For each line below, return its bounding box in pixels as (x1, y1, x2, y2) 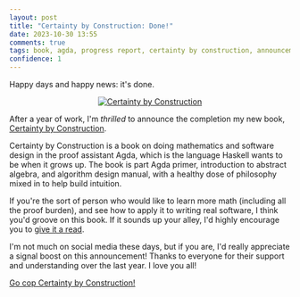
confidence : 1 (9, 54, 62, 63)
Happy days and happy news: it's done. (9, 79, 154, 89)
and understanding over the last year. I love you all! (9, 260, 197, 270)
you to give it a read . (9, 224, 85, 235)
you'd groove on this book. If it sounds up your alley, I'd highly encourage (9, 215, 279, 225)
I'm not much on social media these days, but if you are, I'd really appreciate (9, 242, 290, 252)
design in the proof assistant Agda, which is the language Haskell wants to (9, 150, 283, 161)
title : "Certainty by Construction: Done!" (9, 21, 174, 30)
